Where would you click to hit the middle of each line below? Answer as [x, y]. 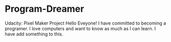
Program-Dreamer [45, 9]
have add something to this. [34, 34]
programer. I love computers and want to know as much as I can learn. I [80, 28]
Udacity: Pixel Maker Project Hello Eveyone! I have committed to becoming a [85, 23]
